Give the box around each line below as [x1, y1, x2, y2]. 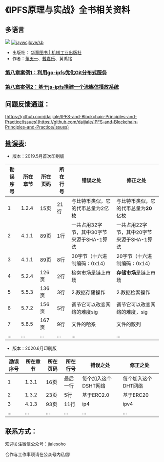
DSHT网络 [82, 383, 106, 389]
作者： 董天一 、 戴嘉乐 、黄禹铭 [12, 56, 72, 61]
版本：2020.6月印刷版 [12, 345, 57, 351]
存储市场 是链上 [116, 269, 151, 276]
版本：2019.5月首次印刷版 [12, 153, 64, 159]
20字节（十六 [116, 253, 147, 260]
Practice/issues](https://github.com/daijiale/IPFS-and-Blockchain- [5, 119, 138, 125]
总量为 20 [131, 205, 152, 212]
